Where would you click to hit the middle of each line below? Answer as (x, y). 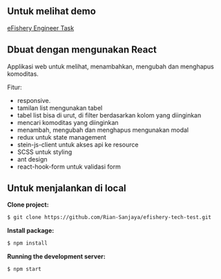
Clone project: (28, 205)
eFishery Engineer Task (41, 28)
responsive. (34, 100)
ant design (32, 159)
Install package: (31, 231)
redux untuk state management (62, 137)
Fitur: (15, 87)
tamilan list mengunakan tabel (60, 108)
